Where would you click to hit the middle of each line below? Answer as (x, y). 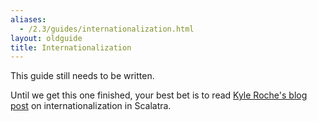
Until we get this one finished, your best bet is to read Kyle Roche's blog (159, 95)
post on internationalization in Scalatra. (91, 106)
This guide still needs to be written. (82, 76)
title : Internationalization (71, 47)
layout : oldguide (46, 38)
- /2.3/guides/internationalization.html (107, 29)
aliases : (28, 19)
